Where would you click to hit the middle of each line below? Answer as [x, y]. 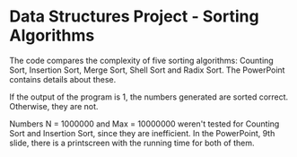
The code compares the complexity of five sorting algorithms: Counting [141, 60]
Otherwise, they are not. [54, 106]
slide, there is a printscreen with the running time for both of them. [132, 143]
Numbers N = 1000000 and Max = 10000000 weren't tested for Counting [144, 124]
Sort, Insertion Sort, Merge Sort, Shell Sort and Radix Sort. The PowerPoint [147, 70]
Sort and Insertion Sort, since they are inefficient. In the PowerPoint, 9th [142, 133]
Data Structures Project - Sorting [134, 17]
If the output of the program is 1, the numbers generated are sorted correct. [149, 97]
